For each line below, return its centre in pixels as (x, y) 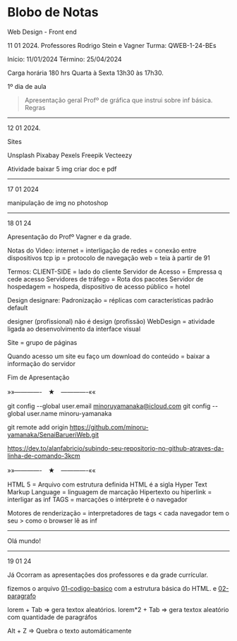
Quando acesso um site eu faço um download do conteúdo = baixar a (109, 356)
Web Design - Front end (42, 32)
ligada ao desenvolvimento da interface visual (74, 329)
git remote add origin (38, 427)
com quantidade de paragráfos (52, 617)
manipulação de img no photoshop (58, 202)
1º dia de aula (27, 86)
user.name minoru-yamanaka (69, 413)
